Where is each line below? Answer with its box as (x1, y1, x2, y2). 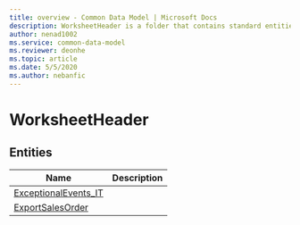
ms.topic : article (9, 54, 78, 63)
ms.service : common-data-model (9, 37, 126, 47)
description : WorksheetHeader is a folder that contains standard (9, 21, 262, 30)
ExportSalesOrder (13, 201, 89, 213)
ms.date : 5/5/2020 (9, 63, 78, 72)
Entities (9, 145, 53, 161)
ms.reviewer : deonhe (9, 46, 87, 55)
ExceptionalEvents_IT (13, 187, 104, 199)
